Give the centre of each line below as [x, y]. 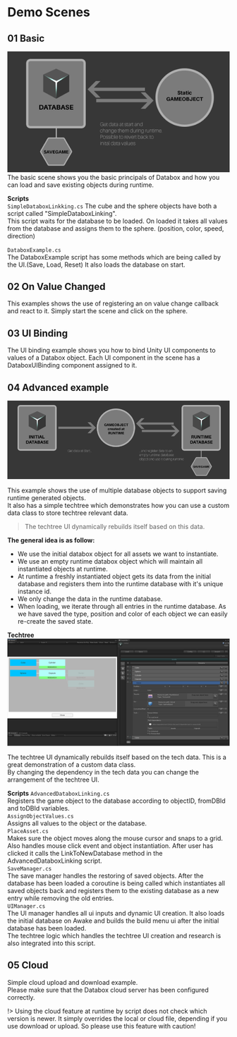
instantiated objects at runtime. [62, 569]
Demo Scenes [49, 12]
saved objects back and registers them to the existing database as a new [113, 890]
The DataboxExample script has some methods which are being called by [114, 257]
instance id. [34, 591]
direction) [21, 236]
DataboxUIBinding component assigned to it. [72, 365]
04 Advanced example [58, 388]
